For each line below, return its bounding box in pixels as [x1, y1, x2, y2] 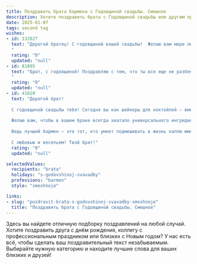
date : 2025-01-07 [6, 19, 49, 25]
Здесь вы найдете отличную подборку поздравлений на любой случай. [6, 221, 186, 228]
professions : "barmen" [11, 177, 67, 184]
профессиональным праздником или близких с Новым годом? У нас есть [6, 233, 191, 240]
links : [6, 193, 22, 199]
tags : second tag [6, 25, 49, 31]
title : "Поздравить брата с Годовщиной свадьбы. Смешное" [11, 204, 157, 210]
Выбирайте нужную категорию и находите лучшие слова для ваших [6, 245, 177, 252]
